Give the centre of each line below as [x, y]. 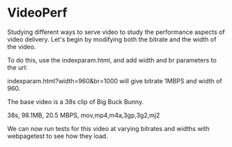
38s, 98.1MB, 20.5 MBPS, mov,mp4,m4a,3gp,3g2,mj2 [84, 115]
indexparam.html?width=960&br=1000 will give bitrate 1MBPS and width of [115, 80]
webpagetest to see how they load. [57, 136]
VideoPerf [37, 13]
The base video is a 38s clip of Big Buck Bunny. [76, 101]
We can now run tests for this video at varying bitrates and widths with [109, 128]
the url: [17, 67]
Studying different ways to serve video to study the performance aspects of [116, 32]
